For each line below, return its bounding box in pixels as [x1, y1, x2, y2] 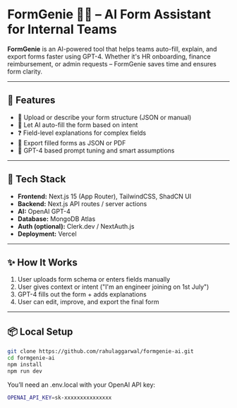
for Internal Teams [7, 21, 118, 37]
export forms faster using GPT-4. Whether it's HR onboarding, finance [7, 52, 211, 61]
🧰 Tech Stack [7, 173, 66, 186]
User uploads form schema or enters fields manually [17, 275, 171, 284]
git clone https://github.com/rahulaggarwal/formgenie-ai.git [7, 348, 194, 355]
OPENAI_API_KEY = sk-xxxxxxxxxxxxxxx [7, 394, 112, 401]
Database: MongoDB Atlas [17, 215, 96, 223]
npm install [7, 361, 42, 368]
